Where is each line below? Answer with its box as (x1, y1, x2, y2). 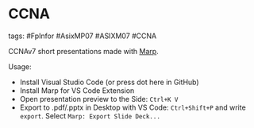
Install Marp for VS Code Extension (19, 85, 135, 95)
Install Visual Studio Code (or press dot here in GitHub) (19, 77, 200, 87)
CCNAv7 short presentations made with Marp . (8, 46, 159, 56)
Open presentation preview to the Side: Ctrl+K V (19, 94, 179, 103)
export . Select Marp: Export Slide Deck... (19, 111, 161, 120)
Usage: (8, 61, 32, 72)
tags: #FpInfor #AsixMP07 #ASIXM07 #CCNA (8, 31, 157, 41)
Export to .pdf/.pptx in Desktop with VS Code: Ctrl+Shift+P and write (19, 103, 246, 112)
